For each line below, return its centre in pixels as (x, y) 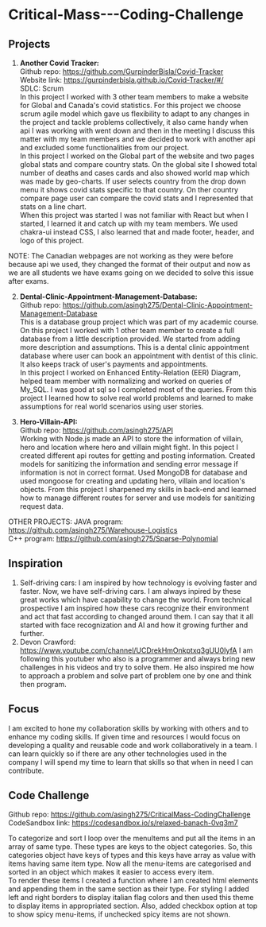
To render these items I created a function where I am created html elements (133, 881)
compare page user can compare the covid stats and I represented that (137, 198)
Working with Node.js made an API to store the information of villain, (131, 438)
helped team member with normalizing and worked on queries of (126, 381)
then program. (43, 684)
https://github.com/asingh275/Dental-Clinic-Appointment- (158, 305)
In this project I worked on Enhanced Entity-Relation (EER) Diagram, (130, 372)
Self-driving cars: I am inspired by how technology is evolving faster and (138, 583)
